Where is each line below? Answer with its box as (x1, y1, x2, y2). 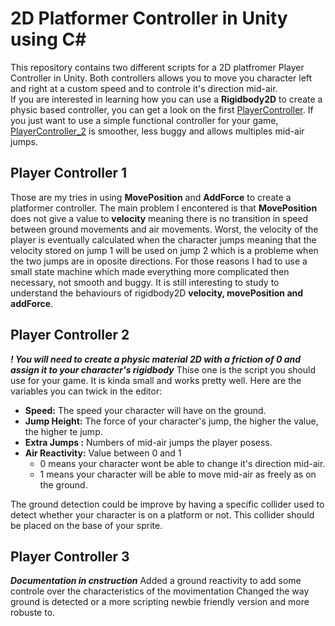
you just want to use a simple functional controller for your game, (10, 114, 279, 126)
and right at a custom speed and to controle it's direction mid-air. (10, 82, 278, 94)
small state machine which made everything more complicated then (10, 265, 290, 277)
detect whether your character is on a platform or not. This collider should (10, 508, 315, 521)
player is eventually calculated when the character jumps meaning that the (10, 233, 317, 246)
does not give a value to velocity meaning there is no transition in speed (10, 212, 309, 224)
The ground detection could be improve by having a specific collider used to (10, 498, 325, 510)
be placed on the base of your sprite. (10, 519, 163, 531)
